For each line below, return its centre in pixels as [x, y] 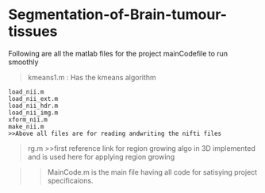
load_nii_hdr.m [33, 106]
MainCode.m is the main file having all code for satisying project [152, 172]
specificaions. [70, 180]
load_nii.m [26, 92]
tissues [33, 31]
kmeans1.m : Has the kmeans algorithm [92, 77]
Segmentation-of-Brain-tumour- [118, 15]
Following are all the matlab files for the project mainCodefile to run [118, 53]
